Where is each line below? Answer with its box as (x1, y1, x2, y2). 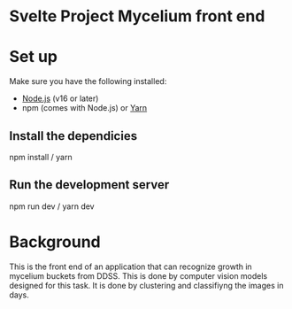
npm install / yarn (9, 151, 73, 162)
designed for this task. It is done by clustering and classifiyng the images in (9, 280, 284, 290)
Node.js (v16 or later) (21, 93, 99, 104)
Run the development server (9, 177, 170, 192)
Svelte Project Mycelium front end (9, 6, 265, 27)
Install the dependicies (9, 128, 138, 143)
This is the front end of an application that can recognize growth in (9, 261, 252, 272)
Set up (9, 47, 58, 67)
